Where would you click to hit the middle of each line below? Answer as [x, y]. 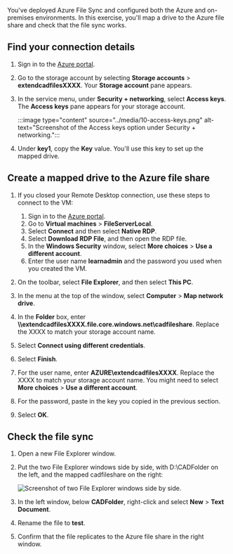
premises [21, 18]
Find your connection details [71, 47]
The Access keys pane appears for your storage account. [101, 106]
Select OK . [33, 415]
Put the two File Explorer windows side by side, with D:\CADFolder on [118, 468]
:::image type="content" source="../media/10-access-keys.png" [110, 120]
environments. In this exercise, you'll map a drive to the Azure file [130, 18]
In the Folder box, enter [52, 316]
